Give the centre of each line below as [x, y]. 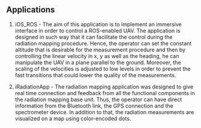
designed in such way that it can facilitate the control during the [94, 37]
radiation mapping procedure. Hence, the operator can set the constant [103, 43]
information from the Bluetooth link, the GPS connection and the [94, 106]
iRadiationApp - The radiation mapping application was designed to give [104, 87]
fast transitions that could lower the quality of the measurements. [95, 75]
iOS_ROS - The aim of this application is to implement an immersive [98, 24]
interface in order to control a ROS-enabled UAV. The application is [97, 31]
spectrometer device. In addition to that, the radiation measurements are [104, 112]
